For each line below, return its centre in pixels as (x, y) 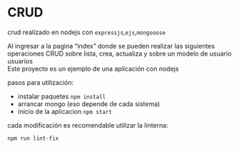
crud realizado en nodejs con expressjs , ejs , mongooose (87, 32)
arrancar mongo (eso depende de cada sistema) (89, 103)
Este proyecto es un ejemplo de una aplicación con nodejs (93, 68)
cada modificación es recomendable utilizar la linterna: (88, 125)
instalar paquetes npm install (62, 96)
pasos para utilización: (41, 82)
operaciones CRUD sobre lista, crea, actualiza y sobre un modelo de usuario (119, 53)
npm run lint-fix (33, 138)
